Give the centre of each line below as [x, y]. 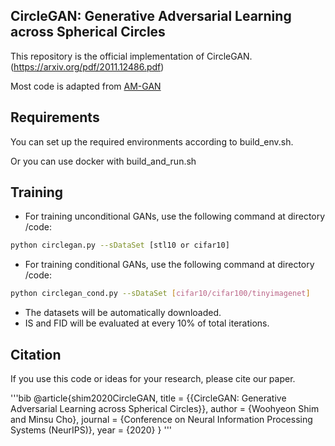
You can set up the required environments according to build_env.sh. [152, 141]
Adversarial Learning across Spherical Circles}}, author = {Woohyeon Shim [165, 408]
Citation [36, 354]
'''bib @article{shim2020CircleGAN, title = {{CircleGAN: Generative [148, 398]
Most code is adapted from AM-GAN [86, 86]
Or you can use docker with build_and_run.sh [103, 161]
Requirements [55, 117]
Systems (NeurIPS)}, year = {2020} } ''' [91, 430]
